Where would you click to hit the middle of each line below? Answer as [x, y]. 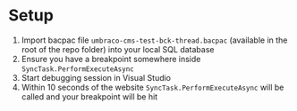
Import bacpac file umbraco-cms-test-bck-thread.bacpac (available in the [154, 40]
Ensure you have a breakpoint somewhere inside [111, 59]
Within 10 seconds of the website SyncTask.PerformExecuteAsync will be [153, 87]
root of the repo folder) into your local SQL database [118, 49]
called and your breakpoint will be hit [89, 96]
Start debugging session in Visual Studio [96, 77]
